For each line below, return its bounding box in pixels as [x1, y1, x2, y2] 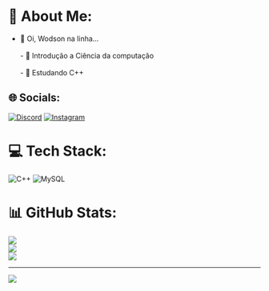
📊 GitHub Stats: [8, 204, 118, 221]
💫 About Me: [8, 7, 93, 26]
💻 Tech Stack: [8, 142, 107, 160]
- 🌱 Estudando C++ [19, 67, 84, 77]
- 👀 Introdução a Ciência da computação [19, 51, 155, 60]
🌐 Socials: [8, 91, 61, 105]
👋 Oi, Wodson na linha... [19, 34, 99, 43]
